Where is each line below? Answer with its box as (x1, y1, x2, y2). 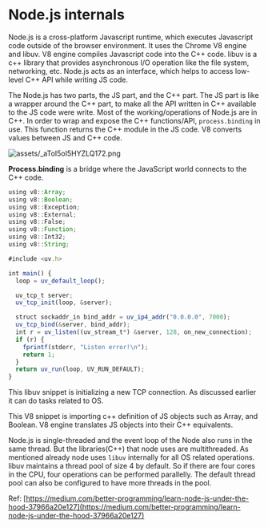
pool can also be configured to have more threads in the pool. (8, 478, 212, 488)
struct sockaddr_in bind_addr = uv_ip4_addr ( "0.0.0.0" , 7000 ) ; (15, 313, 230, 322)
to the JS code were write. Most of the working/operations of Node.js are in (8, 107, 258, 117)
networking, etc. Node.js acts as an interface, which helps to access (8, 66, 234, 75)
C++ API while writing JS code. (25, 75, 129, 84)
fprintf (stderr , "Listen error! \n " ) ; (22, 343, 149, 351)
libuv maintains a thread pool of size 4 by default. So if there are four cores (8, 461, 256, 471)
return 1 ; (22, 351, 56, 359)
